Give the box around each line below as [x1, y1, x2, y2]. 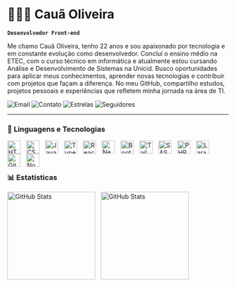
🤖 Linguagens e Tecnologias [7, 124, 105, 134]
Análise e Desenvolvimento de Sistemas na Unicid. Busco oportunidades [7, 64, 218, 72]
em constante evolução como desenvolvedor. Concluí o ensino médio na [7, 49, 218, 58]
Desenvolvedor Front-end [7, 29, 80, 36]
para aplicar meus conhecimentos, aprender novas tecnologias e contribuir [7, 72, 225, 80]
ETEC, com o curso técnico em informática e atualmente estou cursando [7, 56, 218, 65]
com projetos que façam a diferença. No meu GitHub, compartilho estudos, [7, 79, 225, 87]
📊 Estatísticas [7, 173, 58, 182]
